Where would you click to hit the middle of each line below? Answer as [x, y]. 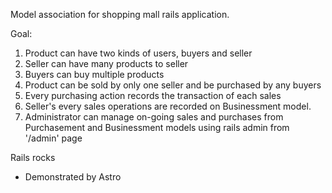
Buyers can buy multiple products [94, 74]
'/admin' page [53, 138]
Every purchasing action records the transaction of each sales [153, 95]
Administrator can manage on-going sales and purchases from [154, 117]
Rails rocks [33, 157]
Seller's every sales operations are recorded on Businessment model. [168, 106]
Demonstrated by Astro [73, 177]
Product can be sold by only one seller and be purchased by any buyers [173, 85]
